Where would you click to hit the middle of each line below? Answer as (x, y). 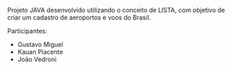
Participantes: (27, 31)
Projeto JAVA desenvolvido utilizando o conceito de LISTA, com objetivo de (116, 10)
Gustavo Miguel (40, 44)
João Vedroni (37, 59)
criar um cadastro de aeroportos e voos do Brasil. (79, 17)
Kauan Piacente (40, 52)
